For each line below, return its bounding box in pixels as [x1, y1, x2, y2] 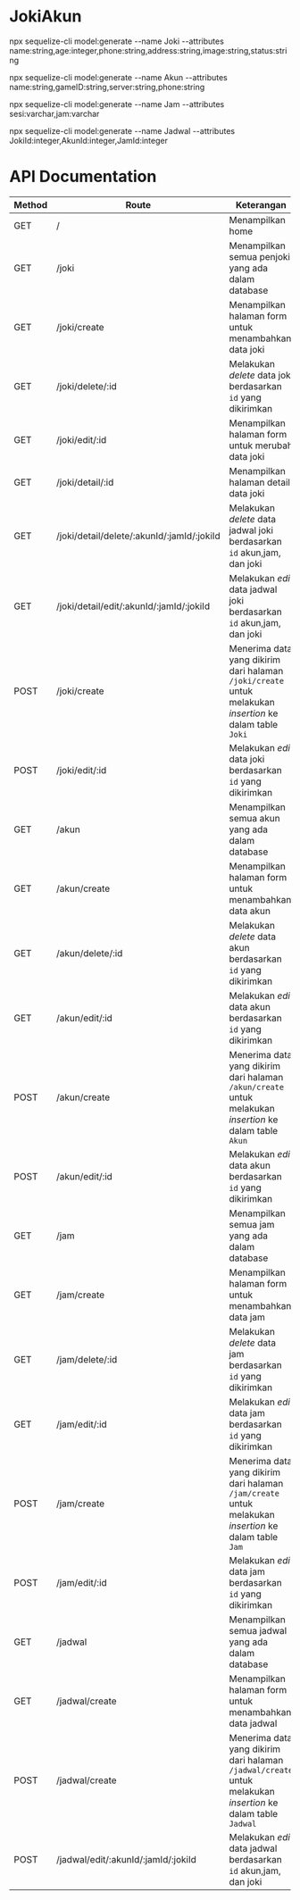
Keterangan [235, 198, 287, 211]
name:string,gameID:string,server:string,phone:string [9, 81, 205, 92]
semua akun [229, 812, 280, 824]
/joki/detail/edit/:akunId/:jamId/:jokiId [56, 600, 211, 612]
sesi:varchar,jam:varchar [9, 108, 100, 119]
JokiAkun [9, 6, 82, 27]
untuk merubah [229, 439, 293, 452]
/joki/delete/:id [56, 379, 118, 392]
